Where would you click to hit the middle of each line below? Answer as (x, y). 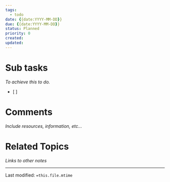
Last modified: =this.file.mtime (39, 175)
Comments (29, 112)
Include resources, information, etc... (44, 126)
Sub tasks (27, 67)
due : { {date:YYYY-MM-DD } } (32, 24)
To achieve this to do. (28, 82)
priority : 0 (18, 33)
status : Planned (22, 29)
